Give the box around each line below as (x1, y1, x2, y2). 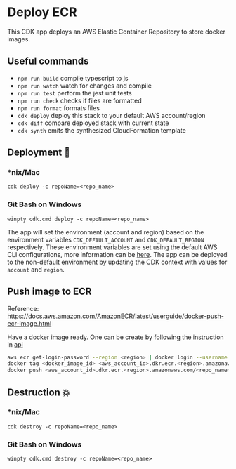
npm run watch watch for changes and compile (17, 81, 152, 90)
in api (7, 340, 23, 348)
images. (7, 34, 30, 43)
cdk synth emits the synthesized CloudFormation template (17, 126, 186, 134)
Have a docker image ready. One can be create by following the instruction (7, 333, 224, 341)
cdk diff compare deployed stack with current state (17, 119, 169, 127)
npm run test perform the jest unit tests (17, 88, 132, 97)
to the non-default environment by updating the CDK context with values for (7, 258, 228, 266)
